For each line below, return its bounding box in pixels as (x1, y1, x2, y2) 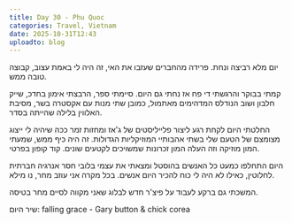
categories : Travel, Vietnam (9, 21, 117, 30)
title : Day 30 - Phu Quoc (9, 12, 104, 22)
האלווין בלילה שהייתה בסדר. (9, 107, 103, 118)
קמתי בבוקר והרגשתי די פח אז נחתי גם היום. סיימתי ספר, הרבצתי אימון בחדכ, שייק (9, 88, 281, 99)
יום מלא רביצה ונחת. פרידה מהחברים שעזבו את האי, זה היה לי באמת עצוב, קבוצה (9, 62, 279, 73)
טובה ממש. (9, 72, 47, 82)
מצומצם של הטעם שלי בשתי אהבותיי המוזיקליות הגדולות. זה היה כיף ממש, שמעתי (9, 134, 280, 144)
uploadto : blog (9, 37, 65, 47)
